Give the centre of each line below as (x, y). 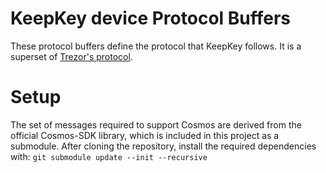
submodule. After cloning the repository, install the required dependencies (163, 146)
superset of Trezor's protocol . (71, 56)
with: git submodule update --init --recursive (109, 156)
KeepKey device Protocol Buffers (151, 18)
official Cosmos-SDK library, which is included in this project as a (145, 135)
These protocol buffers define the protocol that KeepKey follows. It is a (156, 46)
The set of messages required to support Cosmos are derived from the (156, 124)
